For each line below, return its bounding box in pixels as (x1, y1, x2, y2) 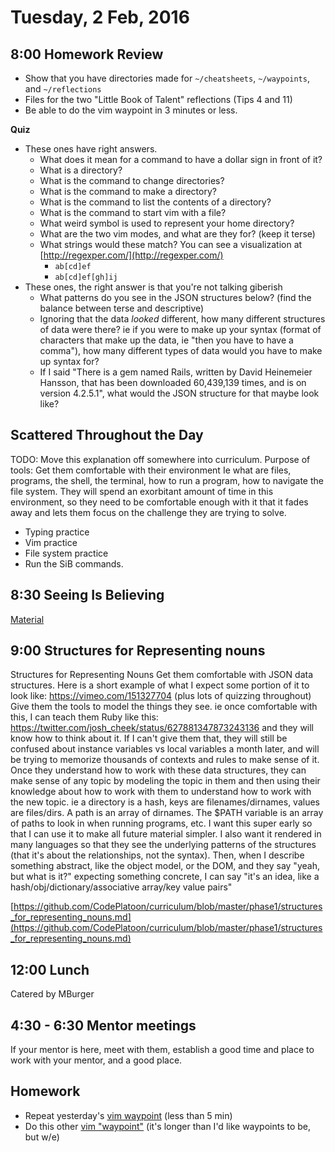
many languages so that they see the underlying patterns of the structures (10, 839, 317, 851)
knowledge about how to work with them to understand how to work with (10, 786, 312, 798)
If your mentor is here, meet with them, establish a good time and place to (10, 1044, 315, 1056)
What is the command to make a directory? (39, 186, 217, 197)
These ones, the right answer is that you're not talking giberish (24, 281, 283, 293)
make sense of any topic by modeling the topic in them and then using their (10, 775, 321, 787)
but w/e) (24, 1131, 60, 1143)
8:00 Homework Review (10, 46, 164, 63)
